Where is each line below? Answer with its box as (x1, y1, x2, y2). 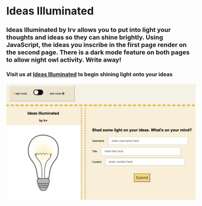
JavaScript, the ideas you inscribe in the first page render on (6, 41, 187, 49)
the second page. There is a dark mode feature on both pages (6, 48, 190, 56)
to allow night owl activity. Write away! (6, 56, 121, 64)
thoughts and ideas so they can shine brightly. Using (6, 33, 164, 41)
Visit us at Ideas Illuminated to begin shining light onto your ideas (6, 70, 173, 77)
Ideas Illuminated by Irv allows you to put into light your (6, 26, 171, 34)
